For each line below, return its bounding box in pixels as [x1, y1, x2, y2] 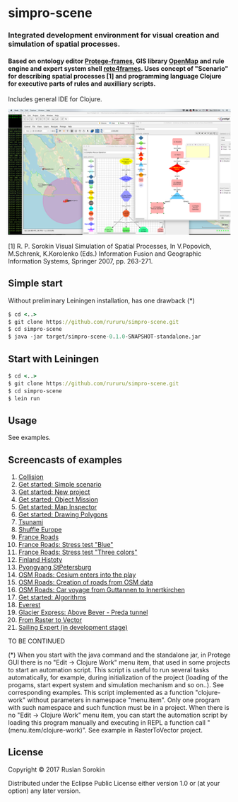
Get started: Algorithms [18, 593, 87, 601]
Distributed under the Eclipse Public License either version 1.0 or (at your [8, 779, 220, 787]
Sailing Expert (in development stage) [18, 623, 128, 632]
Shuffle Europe [18, 526, 62, 534]
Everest [18, 601, 41, 609]
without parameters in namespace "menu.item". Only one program [27, 696, 220, 704]
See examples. [8, 434, 52, 442]
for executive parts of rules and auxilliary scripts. [8, 79, 156, 88]
